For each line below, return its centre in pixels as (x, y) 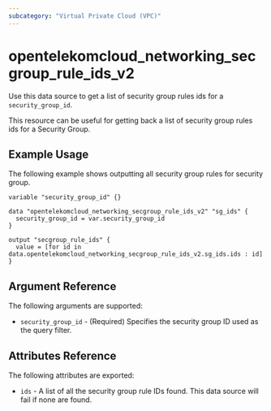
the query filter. (46, 331)
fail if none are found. (56, 400)
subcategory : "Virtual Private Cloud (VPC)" (85, 16)
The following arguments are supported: (76, 306)
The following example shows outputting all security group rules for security (136, 174)
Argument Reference (62, 286)
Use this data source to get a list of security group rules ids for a (116, 96)
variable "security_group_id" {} (65, 197)
